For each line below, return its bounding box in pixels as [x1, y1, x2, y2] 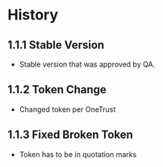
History [7, 6, 59, 24]
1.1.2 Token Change [7, 83, 107, 96]
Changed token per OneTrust [19, 104, 116, 114]
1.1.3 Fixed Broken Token [7, 128, 134, 142]
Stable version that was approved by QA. [19, 59, 156, 69]
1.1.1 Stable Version [7, 38, 105, 52]
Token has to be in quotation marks [19, 149, 137, 159]
